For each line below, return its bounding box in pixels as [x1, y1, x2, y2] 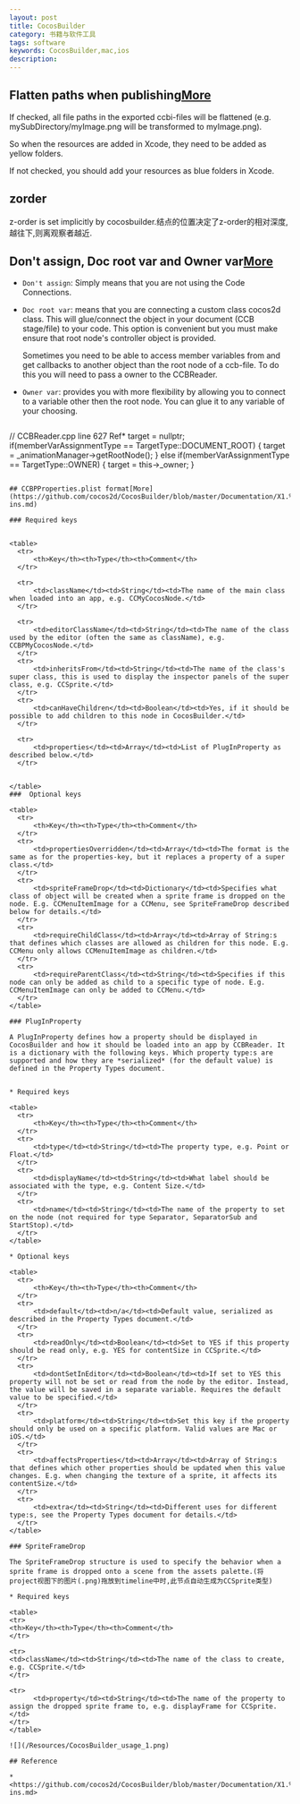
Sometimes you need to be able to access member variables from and [21, 350, 281, 361]
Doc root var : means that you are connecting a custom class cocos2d [21, 304, 281, 315]
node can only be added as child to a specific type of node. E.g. [9, 978, 266, 987]
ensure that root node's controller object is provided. [21, 333, 217, 344]
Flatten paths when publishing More [9, 88, 212, 103]
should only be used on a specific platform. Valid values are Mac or [9, 1424, 278, 1433]
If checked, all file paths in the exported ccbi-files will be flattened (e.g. [9, 111, 271, 122]
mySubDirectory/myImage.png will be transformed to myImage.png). [9, 121, 262, 132]
